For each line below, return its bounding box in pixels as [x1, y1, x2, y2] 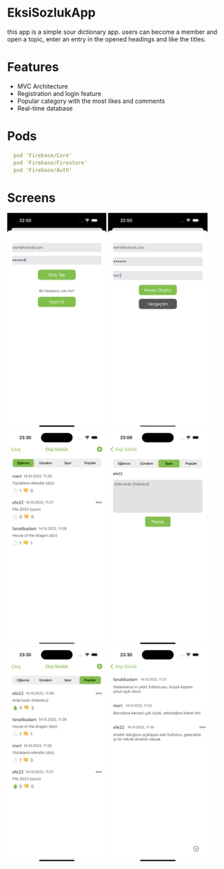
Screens [7, 190, 56, 205]
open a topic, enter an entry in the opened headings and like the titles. [7, 35, 207, 43]
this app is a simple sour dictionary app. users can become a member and [7, 28, 218, 36]
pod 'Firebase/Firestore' [13, 159, 88, 166]
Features [7, 59, 59, 75]
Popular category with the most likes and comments [17, 97, 165, 105]
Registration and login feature [17, 89, 102, 97]
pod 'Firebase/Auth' [13, 166, 72, 173]
